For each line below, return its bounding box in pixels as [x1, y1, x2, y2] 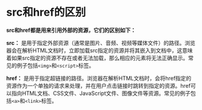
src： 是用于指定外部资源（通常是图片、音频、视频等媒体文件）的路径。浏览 [6, 39, 196, 46]
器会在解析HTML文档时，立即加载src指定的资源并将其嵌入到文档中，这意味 [6, 46, 193, 54]
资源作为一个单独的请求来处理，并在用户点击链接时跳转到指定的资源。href [6, 82, 191, 89]
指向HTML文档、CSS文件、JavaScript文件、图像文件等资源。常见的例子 [11, 90, 191, 97]
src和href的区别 [6, 5, 86, 19]
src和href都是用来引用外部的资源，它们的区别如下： [6, 26, 136, 34]
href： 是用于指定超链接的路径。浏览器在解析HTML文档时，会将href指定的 [6, 75, 192, 82]
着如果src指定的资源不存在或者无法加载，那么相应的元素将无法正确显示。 [6, 54, 189, 61]
